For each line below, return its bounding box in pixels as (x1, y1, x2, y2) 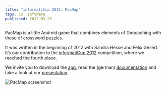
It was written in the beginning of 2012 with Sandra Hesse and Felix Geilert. (5, 45, 159, 51)
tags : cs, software (5, 12, 46, 17)
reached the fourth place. (5, 55, 57, 61)
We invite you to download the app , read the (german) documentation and (5, 64, 157, 70)
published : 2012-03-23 (5, 16, 52, 21)
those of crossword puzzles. (5, 35, 63, 41)
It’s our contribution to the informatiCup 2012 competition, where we (5, 50, 145, 56)
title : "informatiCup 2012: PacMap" (5, 7, 81, 12)
